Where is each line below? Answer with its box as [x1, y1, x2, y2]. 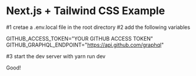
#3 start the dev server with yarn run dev [6, 52, 106, 60]
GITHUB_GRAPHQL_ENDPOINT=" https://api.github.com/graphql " [6, 41, 164, 48]
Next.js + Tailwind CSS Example [6, 4, 165, 18]
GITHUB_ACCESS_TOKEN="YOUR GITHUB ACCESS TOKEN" [6, 35, 154, 42]
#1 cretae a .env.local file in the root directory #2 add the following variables [6, 24, 190, 31]
